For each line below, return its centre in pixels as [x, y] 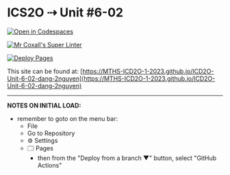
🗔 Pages [40, 148]
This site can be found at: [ [45, 71]
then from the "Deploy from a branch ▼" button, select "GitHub [127, 158]
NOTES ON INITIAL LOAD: [44, 105]
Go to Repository [51, 133]
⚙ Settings [42, 140]
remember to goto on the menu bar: [67, 118]
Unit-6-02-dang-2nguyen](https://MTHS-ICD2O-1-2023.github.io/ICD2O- [111, 78]
